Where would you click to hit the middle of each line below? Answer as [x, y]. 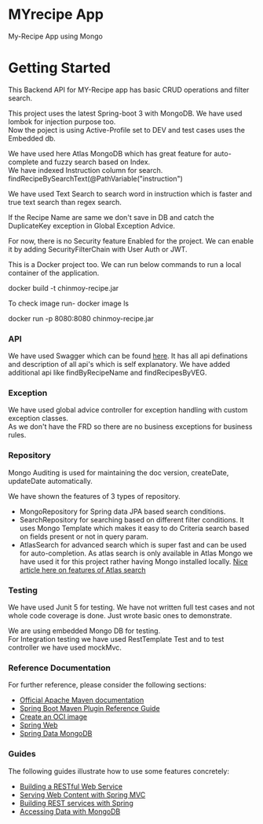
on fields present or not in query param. [84, 537]
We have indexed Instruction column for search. [86, 170]
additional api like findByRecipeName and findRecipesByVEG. [108, 373]
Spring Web [38, 725]
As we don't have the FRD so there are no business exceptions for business [130, 427]
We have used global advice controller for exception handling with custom [128, 410]
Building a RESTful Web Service [71, 786]
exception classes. [38, 419]
